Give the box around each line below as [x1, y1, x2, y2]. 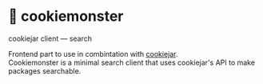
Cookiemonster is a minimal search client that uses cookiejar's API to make [8, 58, 256, 67]
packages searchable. [8, 66, 82, 75]
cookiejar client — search [8, 34, 93, 43]
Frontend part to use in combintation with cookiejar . [8, 49, 178, 58]
